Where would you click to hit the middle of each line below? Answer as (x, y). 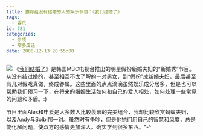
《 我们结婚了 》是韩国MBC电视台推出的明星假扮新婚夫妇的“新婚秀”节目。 (104, 69)
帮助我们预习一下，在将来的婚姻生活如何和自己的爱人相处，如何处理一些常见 (101, 91)
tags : (13, 17)
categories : (21, 34)
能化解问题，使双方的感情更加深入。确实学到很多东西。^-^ (79, 126)
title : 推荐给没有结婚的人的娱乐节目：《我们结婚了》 (64, 12)
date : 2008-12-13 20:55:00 (40, 51)
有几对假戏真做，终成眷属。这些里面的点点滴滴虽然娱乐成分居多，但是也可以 (101, 84)
